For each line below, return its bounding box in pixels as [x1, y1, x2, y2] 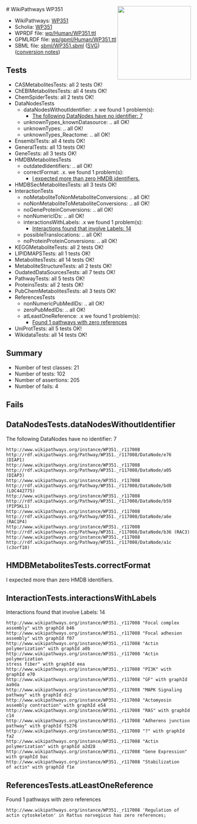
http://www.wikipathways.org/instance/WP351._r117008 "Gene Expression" [6, 749, 188, 755]
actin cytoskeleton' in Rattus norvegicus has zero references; [6, 812, 167, 819]
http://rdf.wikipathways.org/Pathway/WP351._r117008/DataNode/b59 [6, 498, 172, 504]
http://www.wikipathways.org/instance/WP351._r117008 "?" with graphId [6, 728, 185, 735]
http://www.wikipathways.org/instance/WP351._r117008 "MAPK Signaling [6, 687, 182, 693]
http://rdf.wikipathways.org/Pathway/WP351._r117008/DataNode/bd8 [6, 483, 172, 489]
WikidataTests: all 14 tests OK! [14, 331, 87, 338]
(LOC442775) [6, 488, 35, 494]
